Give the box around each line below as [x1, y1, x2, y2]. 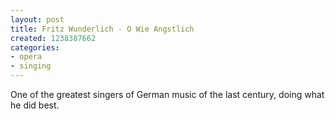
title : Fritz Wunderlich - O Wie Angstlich [10, 24, 195, 34]
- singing [10, 61, 52, 71]
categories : [10, 42, 60, 53]
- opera [10, 52, 43, 62]
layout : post [10, 14, 65, 25]
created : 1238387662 [10, 33, 97, 43]
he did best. [10, 99, 60, 111]
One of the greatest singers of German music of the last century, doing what [10, 89, 325, 100]
